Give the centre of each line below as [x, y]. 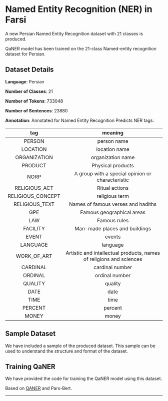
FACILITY [34, 228]
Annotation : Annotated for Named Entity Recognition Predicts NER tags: [79, 120]
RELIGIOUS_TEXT [34, 204]
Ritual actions [113, 188]
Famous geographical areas [113, 212]
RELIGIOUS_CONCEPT [34, 196]
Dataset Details [29, 70]
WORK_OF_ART [34, 256]
